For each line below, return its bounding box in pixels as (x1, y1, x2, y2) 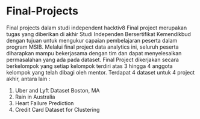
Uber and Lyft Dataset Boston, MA (14, 87, 100, 94)
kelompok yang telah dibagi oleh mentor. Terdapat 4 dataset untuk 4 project (6, 69, 195, 76)
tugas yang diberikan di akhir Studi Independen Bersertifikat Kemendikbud (6, 30, 192, 37)
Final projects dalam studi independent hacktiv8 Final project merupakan (6, 24, 187, 31)
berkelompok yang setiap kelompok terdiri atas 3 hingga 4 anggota (6, 62, 173, 70)
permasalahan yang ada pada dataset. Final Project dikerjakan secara (6, 56, 180, 63)
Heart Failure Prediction (14, 99, 74, 106)
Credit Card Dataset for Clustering (14, 106, 100, 113)
